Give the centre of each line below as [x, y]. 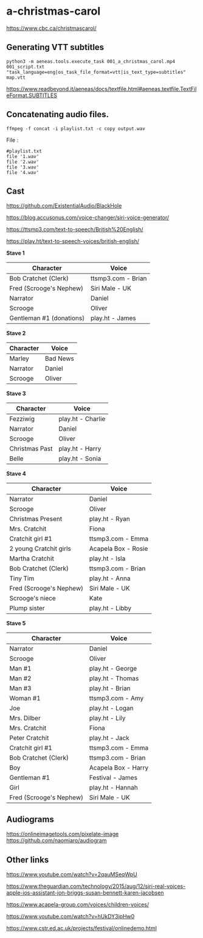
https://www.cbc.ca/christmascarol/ [51, 28]
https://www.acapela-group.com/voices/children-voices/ [78, 904]
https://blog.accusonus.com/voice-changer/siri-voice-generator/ [88, 217]
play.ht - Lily [107, 718]
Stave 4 [16, 474]
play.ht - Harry [80, 449]
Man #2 [20, 678]
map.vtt [16, 78]
